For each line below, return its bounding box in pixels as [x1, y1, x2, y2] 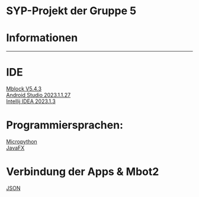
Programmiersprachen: [6, 118, 123, 132]
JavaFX [6, 144, 25, 151]
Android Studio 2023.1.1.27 [6, 92, 71, 99]
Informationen [6, 31, 78, 45]
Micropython [6, 138, 37, 145]
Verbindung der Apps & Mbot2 [6, 165, 159, 179]
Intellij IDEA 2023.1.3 [6, 98, 56, 105]
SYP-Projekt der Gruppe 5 [6, 4, 137, 18]
